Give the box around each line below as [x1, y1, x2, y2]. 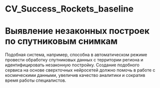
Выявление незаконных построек [5, 26, 150, 37]
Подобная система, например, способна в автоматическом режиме [5, 52, 147, 58]
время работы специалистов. [5, 77, 66, 83]
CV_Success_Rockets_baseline [5, 3, 134, 15]
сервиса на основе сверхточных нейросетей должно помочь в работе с [5, 67, 156, 73]
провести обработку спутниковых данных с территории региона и [5, 57, 144, 63]
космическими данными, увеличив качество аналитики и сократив [5, 73, 145, 78]
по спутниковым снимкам [5, 36, 118, 47]
